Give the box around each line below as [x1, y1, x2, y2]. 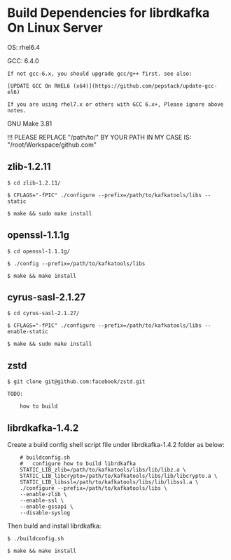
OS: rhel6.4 [7, 43, 41, 51]
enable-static [7, 328, 49, 335]
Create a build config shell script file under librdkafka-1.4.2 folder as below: [7, 441, 225, 448]
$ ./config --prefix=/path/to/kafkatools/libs [7, 260, 146, 267]
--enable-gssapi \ [20, 503, 73, 510]
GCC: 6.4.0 [7, 56, 40, 65]
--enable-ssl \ [20, 497, 64, 504]
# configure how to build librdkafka [20, 460, 136, 467]
